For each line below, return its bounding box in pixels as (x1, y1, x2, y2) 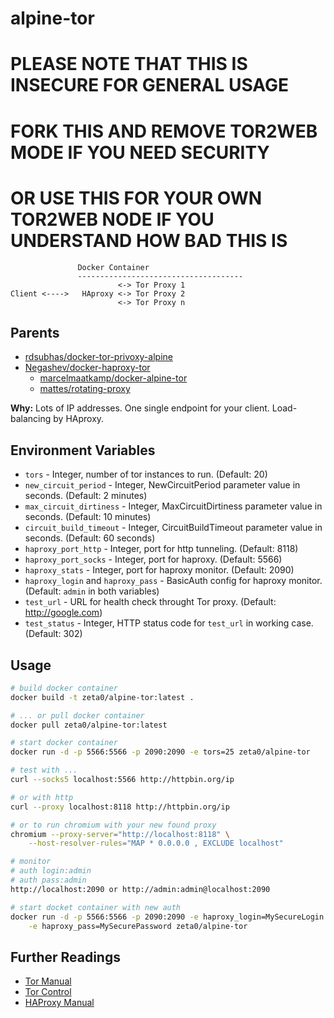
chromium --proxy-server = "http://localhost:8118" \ (10, 829, 230, 839)
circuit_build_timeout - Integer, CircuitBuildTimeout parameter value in (24, 522, 323, 534)
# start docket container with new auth (10, 902, 182, 912)
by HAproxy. (53, 413, 105, 425)
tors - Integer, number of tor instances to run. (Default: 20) (24, 468, 268, 481)
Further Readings (10, 948, 121, 966)
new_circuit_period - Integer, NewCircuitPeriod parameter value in (24, 479, 301, 491)
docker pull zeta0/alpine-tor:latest (10, 720, 168, 730)
